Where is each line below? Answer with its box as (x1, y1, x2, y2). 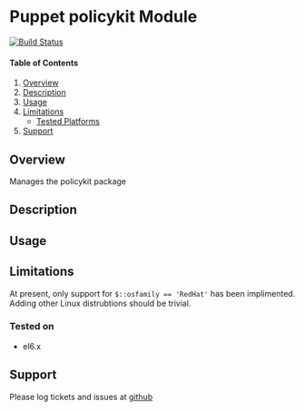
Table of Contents (9, 57, 79, 68)
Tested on (9, 320, 54, 333)
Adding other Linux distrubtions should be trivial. (9, 298, 191, 308)
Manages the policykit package (9, 175, 127, 187)
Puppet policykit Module (9, 6, 198, 27)
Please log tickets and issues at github (9, 391, 153, 402)
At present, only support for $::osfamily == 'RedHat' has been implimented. (9, 288, 296, 298)
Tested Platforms (35, 116, 100, 127)
